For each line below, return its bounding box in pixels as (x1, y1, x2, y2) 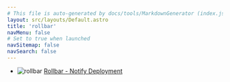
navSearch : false (7, 49, 57, 55)
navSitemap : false (7, 42, 60, 49)
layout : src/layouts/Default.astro (7, 16, 109, 23)
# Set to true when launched (7, 36, 90, 42)
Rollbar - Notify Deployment (43, 66, 123, 75)
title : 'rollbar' (7, 23, 57, 29)
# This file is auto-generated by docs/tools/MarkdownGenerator (7, 10, 194, 17)
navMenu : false (7, 29, 51, 36)
